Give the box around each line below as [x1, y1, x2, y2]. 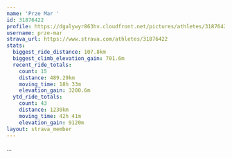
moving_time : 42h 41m [19, 112, 81, 119]
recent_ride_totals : [12, 61, 72, 68]
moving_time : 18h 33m [19, 81, 81, 88]
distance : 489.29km [19, 74, 75, 81]
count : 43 [19, 100, 48, 107]
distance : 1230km [19, 106, 69, 113]
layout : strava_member [6, 126, 72, 132]
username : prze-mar [6, 29, 63, 37]
